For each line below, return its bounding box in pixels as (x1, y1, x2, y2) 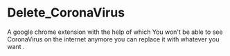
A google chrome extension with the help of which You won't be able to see (7, 28, 223, 36)
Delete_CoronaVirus (7, 5, 125, 21)
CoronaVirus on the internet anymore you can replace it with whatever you (7, 35, 220, 43)
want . (7, 42, 26, 50)
